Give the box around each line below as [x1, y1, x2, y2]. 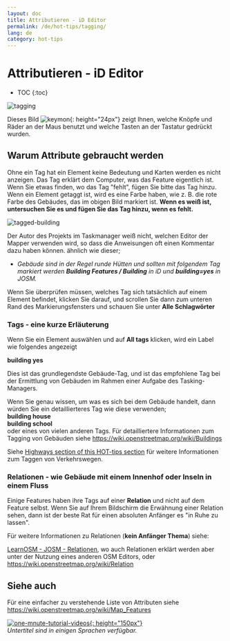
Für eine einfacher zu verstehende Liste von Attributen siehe [7, 598, 180, 606]
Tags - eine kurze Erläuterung [7, 319, 109, 329]
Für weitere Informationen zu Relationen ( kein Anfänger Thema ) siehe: [7, 532, 209, 540]
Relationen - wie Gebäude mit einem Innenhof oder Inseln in [7, 472, 212, 482]
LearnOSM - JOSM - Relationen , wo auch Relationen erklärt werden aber [7, 545, 215, 553]
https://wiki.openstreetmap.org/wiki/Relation [7, 560, 134, 568]
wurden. [7, 130, 31, 138]
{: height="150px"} [89, 619, 143, 627]
